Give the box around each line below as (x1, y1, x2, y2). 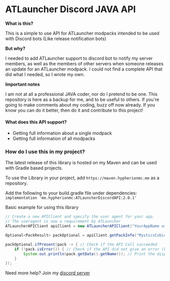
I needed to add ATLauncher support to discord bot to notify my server (5, 55, 153, 61)
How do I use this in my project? (5, 148, 85, 155)
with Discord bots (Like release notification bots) (5, 36, 107, 42)
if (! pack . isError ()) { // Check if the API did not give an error (14, 247, 159, 252)
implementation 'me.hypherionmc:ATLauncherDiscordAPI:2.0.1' (5, 195, 137, 201)
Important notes (5, 81, 40, 87)
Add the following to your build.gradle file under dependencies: (5, 190, 137, 196)
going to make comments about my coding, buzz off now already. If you (5, 101, 155, 108)
